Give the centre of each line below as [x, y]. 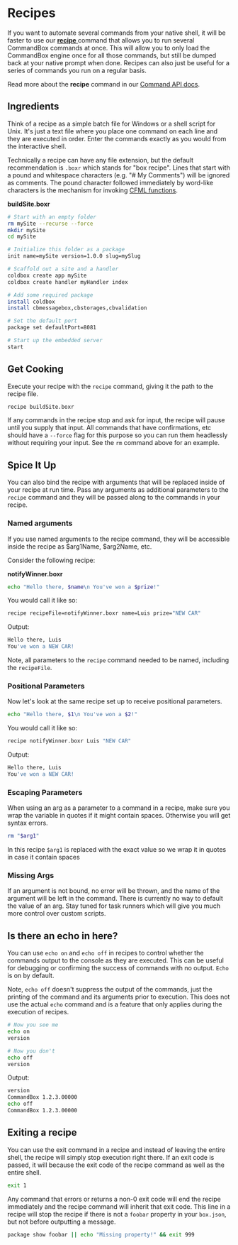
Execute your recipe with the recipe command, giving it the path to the [110, 386]
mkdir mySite [27, 230]
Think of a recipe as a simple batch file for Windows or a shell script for [112, 124]
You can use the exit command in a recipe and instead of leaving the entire [116, 1150]
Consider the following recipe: [51, 560]
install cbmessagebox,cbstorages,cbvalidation [77, 308]
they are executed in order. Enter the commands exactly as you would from [117, 138]
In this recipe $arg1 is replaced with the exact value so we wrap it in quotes [117, 850]
